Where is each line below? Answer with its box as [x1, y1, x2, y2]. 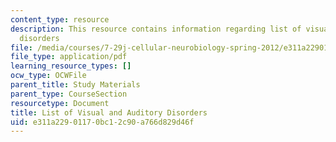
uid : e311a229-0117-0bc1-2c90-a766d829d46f [10, 117, 195, 127]
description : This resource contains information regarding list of [10, 24, 302, 34]
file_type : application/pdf [10, 52, 128, 62]
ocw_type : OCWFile [10, 71, 87, 81]
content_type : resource [10, 14, 110, 25]
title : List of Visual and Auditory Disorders [10, 107, 208, 118]
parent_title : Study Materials [10, 80, 141, 90]
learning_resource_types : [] [10, 61, 132, 71]
